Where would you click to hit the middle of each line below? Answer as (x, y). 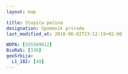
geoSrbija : (20, 56)
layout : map (21, 12)
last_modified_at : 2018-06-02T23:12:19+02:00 (64, 34)
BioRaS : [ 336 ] (24, 51)
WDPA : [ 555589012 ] (29, 45)
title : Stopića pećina (35, 23)
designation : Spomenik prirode (45, 28)
